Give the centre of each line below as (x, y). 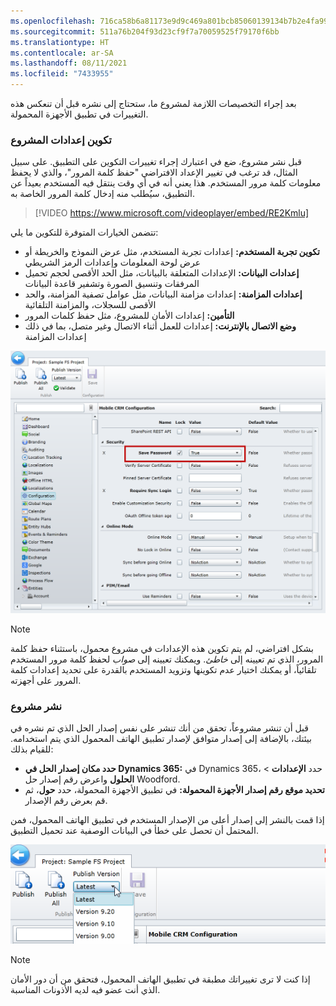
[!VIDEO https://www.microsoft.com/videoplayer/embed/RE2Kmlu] (172, 213)
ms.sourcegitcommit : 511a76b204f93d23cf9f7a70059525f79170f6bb (145, 31)
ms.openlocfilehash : (53, 21)
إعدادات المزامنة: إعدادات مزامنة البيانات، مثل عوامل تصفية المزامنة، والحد (163, 294)
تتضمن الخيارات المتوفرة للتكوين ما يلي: (84, 232)
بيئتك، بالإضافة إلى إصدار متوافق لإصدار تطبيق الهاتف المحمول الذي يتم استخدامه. (161, 739)
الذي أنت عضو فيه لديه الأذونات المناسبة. (85, 990)
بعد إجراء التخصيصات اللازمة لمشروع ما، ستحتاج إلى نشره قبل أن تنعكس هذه (153, 103)
